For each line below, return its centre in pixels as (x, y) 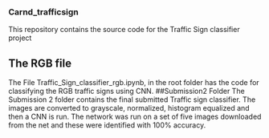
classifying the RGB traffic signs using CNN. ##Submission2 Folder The (126, 91)
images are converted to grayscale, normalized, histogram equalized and (129, 108)
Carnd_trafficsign (43, 12)
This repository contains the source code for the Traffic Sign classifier (124, 30)
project (20, 38)
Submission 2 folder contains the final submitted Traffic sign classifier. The (132, 99)
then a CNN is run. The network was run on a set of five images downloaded (135, 117)
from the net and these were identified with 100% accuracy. (107, 125)
